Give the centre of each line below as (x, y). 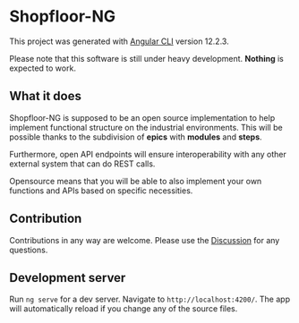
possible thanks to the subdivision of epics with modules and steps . (136, 137)
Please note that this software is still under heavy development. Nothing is (146, 58)
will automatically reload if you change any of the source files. (124, 309)
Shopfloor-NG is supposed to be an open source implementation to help (142, 117)
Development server (68, 278)
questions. (29, 250)
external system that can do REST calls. (82, 164)
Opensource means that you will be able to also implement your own (136, 181)
